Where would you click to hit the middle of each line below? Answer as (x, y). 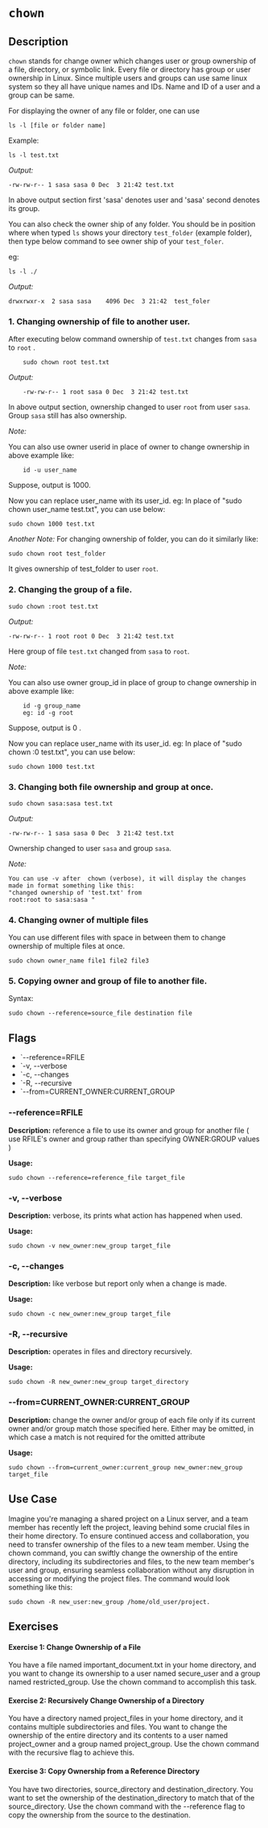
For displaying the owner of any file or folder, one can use (104, 111)
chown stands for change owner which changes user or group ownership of (132, 61)
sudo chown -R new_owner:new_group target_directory (99, 1382)
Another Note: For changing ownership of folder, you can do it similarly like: (134, 539)
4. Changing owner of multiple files (78, 920)
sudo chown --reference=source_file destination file (101, 1013)
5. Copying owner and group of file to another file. (108, 981)
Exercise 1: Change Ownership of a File (75, 1647)
